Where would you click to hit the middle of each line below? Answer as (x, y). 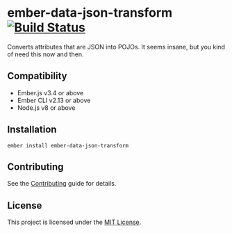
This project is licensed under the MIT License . (74, 222)
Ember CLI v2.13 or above (54, 100)
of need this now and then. (45, 54)
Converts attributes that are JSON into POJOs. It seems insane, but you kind (116, 47)
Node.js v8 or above (46, 107)
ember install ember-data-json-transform (68, 145)
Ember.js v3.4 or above (50, 93)
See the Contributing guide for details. (62, 184)
